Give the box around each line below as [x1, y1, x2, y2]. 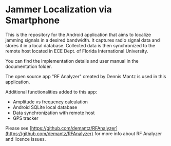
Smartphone [5, 14, 60, 26]
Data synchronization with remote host [12, 109, 95, 116]
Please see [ [5, 125, 32, 131]
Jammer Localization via [5, 4, 112, 15]
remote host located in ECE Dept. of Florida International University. [5, 48, 148, 54]
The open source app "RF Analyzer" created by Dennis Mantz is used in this [5, 73, 166, 79]
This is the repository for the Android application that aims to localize [5, 31, 151, 38]
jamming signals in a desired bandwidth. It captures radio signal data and [5, 37, 160, 43]
